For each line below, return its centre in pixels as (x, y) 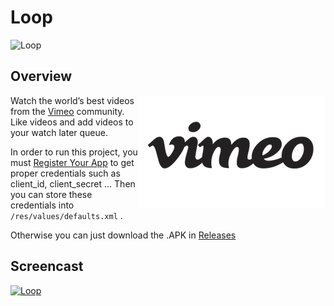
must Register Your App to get (72, 162)
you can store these (51, 194)
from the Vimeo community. (67, 111)
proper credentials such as (65, 173)
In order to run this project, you (74, 152)
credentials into (42, 205)
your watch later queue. (59, 132)
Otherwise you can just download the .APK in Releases (123, 235)
